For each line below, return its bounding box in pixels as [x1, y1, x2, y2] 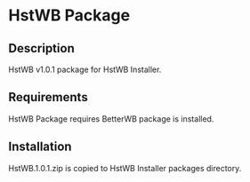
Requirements [8, 90, 88, 105]
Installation [8, 139, 72, 154]
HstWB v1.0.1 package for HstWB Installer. [8, 64, 162, 75]
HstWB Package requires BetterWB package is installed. [8, 113, 214, 124]
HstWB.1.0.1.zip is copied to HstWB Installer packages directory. [8, 162, 242, 173]
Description [8, 41, 75, 56]
